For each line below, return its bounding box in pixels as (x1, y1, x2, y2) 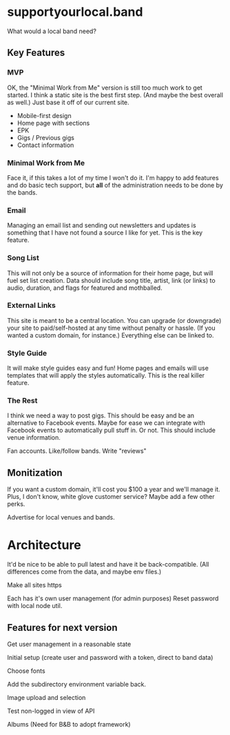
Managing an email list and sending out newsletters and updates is (7, 222, 196, 230)
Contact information (17, 141, 74, 149)
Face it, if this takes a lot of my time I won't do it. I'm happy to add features (7, 173, 219, 182)
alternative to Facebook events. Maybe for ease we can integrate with (7, 419, 205, 427)
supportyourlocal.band (7, 4, 143, 20)
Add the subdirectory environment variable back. (7, 680, 147, 688)
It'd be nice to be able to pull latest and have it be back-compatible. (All (7, 560, 209, 569)
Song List (7, 253, 39, 263)
